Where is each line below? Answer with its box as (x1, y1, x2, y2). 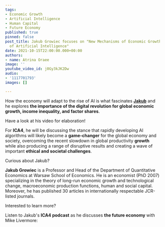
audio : (5, 71, 19, 76)
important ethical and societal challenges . (5, 148, 92, 154)
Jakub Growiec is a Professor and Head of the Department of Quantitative (5, 167, 156, 173)
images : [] (5, 80, 27, 85)
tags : (5, 7, 16, 12)
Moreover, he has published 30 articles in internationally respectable (5, 188, 144, 194)
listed (5, 193, 16, 199)
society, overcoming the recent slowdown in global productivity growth (5, 138, 150, 144)
